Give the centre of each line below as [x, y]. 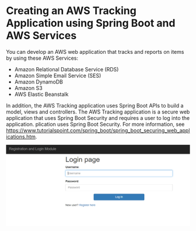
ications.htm [21, 136]
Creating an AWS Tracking [71, 11]
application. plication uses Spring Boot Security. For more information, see [95, 124]
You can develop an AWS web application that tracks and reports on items [95, 51]
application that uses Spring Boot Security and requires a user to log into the [98, 118]
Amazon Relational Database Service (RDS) [66, 69]
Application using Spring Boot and [91, 23]
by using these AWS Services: [42, 58]
